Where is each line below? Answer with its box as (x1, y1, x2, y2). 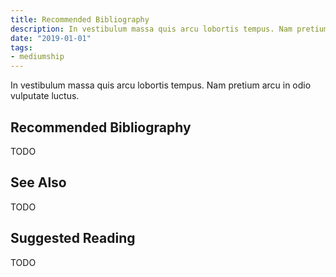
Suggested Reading (10, 230, 136, 247)
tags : (10, 42, 33, 53)
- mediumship (10, 52, 65, 62)
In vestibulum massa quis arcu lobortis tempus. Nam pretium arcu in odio (10, 79, 312, 91)
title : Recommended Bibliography (10, 14, 150, 25)
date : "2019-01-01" (10, 33, 92, 43)
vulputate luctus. (10, 90, 80, 102)
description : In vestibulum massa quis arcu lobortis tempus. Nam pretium (10, 24, 329, 34)
